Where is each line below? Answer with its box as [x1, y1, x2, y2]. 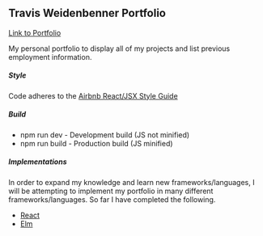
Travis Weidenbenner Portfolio [8, 6, 166, 20]
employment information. [8, 52, 92, 61]
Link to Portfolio [8, 27, 62, 37]
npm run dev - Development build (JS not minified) [19, 129, 190, 140]
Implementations [8, 157, 67, 166]
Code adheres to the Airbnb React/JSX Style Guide [8, 91, 178, 100]
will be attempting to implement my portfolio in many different [8, 186, 214, 196]
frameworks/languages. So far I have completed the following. [8, 194, 216, 204]
